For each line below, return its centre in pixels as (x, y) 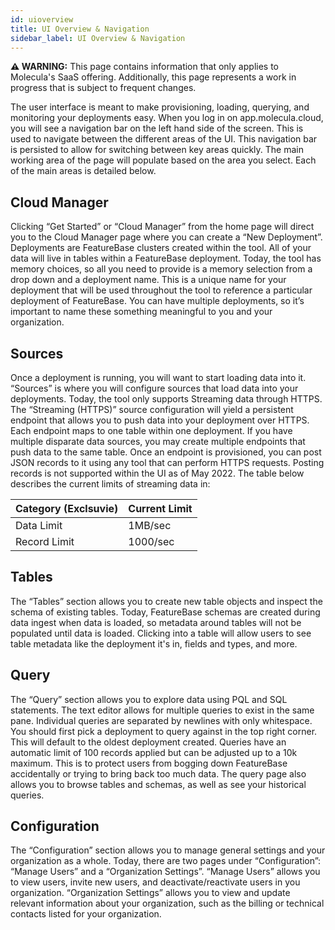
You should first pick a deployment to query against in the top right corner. (164, 731)
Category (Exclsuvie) (67, 508)
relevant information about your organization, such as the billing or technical (167, 903)
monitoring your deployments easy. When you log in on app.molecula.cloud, (167, 118)
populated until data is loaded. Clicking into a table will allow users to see (161, 633)
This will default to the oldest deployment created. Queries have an (148, 742)
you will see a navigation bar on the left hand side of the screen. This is (157, 128)
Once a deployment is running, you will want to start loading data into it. (158, 377)
